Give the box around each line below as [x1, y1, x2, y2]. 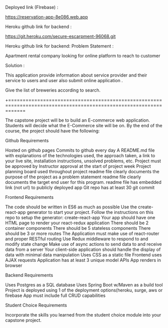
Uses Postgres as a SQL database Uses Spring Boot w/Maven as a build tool [5, 282, 163, 287]
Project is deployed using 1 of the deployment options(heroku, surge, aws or [5, 287, 163, 293]
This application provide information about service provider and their [5, 72, 147, 78]
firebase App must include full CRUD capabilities [5, 292, 106, 298]
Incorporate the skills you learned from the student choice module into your [5, 312, 161, 317]
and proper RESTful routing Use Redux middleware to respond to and [5, 236, 148, 242]
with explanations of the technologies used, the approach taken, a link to [5, 153, 155, 158]
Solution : [5, 63, 25, 68]
